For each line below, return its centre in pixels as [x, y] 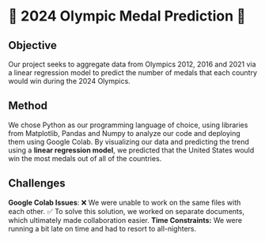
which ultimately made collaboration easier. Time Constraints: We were [125, 220]
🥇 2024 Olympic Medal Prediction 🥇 [127, 16]
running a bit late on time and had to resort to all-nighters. [102, 228]
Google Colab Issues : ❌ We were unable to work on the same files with [125, 202]
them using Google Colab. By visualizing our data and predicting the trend [129, 141]
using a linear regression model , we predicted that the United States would [131, 150]
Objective [33, 45]
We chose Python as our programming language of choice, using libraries [128, 125]
